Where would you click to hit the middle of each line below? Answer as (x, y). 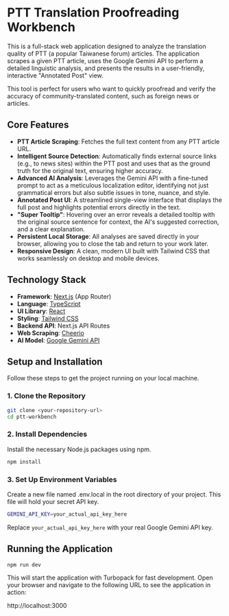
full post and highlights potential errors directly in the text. (99, 207)
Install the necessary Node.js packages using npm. (79, 449)
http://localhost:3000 (37, 606)
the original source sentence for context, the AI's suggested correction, (118, 222)
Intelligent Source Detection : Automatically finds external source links (117, 156)
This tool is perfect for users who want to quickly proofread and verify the (111, 89)
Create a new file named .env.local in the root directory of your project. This (114, 494)
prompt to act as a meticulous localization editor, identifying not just (113, 185)
